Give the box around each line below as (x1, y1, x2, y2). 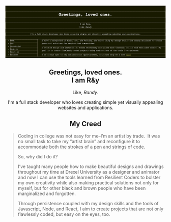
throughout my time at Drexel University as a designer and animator (17, 169, 160, 175)
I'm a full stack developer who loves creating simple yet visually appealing (8, 99, 163, 105)
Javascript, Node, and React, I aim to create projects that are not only (17, 206, 164, 212)
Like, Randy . (72, 90, 99, 96)
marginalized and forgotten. (17, 190, 76, 197)
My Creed (69, 119, 102, 128)
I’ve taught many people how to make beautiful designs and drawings (17, 163, 164, 170)
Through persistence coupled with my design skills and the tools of (17, 201, 159, 207)
